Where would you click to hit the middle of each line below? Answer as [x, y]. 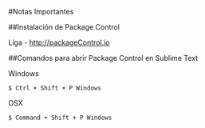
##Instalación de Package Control [64, 27]
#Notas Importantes [41, 12]
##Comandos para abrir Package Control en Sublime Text [103, 58]
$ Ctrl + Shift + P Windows [55, 88]
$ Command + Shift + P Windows [60, 118]
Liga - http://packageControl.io [59, 42]
